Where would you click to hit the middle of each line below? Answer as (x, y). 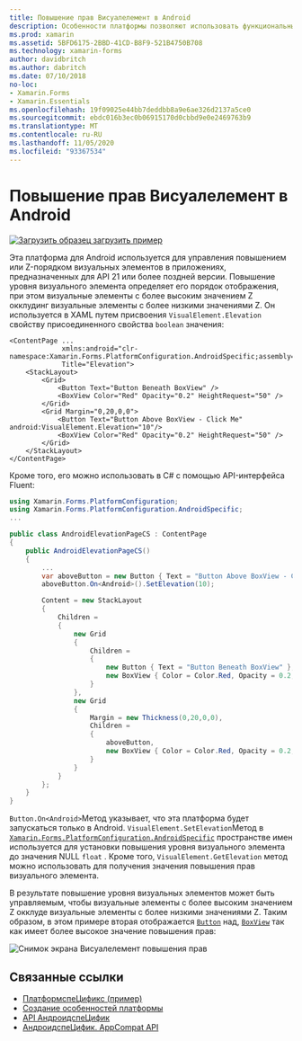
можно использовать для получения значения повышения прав (133, 866)
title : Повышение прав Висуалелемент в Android (100, 18)
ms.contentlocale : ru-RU (56, 135)
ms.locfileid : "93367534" (58, 151)
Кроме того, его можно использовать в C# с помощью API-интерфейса (147, 475)
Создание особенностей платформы (93, 1008)
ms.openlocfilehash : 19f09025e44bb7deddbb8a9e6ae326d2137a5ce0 (130, 110)
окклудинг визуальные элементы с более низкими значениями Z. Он (142, 305)
